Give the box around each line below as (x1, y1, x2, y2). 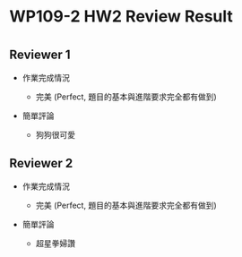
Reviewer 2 (9, 156, 73, 171)
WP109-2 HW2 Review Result (9, 6, 233, 27)
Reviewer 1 (9, 47, 71, 63)
